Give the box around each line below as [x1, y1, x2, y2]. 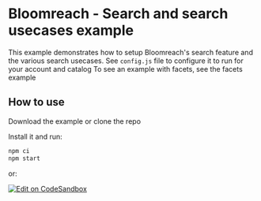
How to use [8, 95, 65, 109]
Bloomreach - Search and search [8, 5, 229, 23]
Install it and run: [8, 132, 63, 141]
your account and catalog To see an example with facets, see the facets [8, 64, 243, 73]
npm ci [8, 147, 30, 154]
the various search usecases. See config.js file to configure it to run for [8, 56, 244, 65]
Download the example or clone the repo [8, 116, 141, 126]
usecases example [8, 21, 134, 39]
